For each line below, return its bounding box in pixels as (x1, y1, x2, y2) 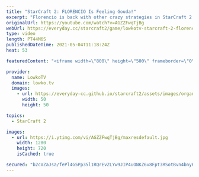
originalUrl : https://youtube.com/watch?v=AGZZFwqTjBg (6, 20, 145, 26)
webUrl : (6, 25, 25, 31)
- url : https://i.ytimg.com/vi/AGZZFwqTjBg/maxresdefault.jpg (11, 134, 168, 140)
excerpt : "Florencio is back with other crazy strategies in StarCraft (6, 14, 187, 20)
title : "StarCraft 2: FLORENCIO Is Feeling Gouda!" (6, 8, 136, 15)
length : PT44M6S (6, 36, 46, 42)
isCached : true (17, 151, 54, 157)
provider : (6, 69, 31, 75)
